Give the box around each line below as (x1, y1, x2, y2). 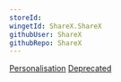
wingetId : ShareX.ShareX (9, 22, 102, 31)
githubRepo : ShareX (9, 38, 82, 48)
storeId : (9, 13, 42, 23)
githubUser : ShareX (9, 30, 82, 39)
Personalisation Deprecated (9, 63, 112, 74)
